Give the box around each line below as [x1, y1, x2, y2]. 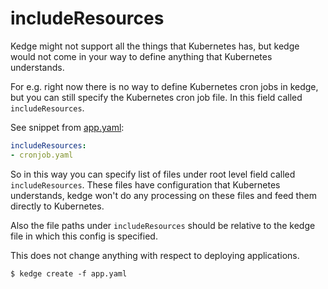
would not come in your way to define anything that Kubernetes [10, 50, 273, 62]
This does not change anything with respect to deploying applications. [10, 249, 300, 261]
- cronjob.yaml [10, 150, 74, 160]
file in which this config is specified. [10, 230, 158, 242]
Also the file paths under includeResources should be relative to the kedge [10, 219, 316, 231]
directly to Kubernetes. [10, 200, 105, 212]
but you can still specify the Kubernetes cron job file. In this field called [10, 91, 303, 103]
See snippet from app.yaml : [10, 121, 125, 133]
